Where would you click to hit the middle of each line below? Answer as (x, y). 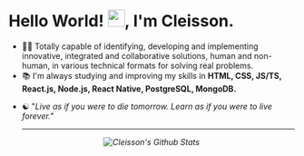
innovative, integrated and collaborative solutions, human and (137, 55)
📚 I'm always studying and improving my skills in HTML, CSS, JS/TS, (152, 75)
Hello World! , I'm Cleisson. (122, 21)
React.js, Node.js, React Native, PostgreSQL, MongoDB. (129, 88)
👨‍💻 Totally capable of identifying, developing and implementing (140, 46)
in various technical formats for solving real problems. (153, 65)
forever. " (38, 116)
